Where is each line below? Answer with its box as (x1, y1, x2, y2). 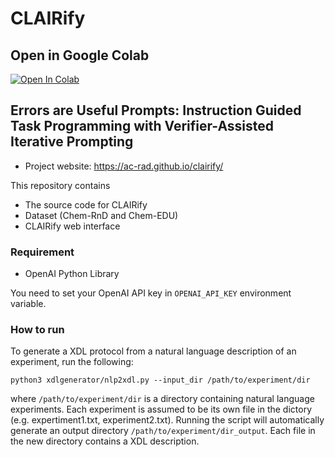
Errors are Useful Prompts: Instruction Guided (10, 102, 302, 119)
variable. (10, 298, 47, 310)
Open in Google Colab (10, 47, 150, 64)
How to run (10, 323, 65, 337)
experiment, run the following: (10, 356, 134, 368)
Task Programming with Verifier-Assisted (10, 118, 275, 135)
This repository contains (10, 179, 111, 191)
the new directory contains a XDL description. (10, 435, 200, 447)
